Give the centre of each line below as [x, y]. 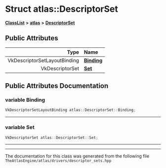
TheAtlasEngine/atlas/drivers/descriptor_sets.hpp [58, 161]
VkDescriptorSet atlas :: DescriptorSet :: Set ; [52, 137]
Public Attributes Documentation [57, 86]
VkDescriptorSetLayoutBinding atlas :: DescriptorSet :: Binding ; [70, 110]
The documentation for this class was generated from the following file [77, 156]
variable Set [20, 128]
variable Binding [25, 100]
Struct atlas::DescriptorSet [62, 9]
